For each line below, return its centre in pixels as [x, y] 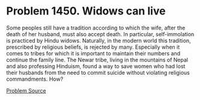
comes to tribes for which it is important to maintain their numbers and [93, 53]
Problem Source [26, 90]
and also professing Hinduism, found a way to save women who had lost [96, 66]
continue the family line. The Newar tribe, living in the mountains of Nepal [97, 60]
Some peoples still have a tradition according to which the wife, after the [96, 28]
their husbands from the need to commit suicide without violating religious [98, 72]
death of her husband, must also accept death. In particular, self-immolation [100, 34]
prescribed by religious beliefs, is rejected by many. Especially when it [93, 47]
